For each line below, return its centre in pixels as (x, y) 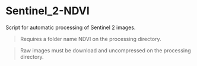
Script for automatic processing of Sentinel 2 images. (71, 27)
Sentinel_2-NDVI (47, 11)
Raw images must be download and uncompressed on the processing (105, 50)
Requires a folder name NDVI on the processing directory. (90, 39)
